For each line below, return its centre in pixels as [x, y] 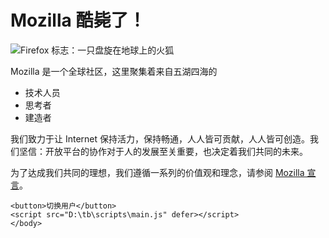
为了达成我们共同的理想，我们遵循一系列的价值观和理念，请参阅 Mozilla [157, 172]
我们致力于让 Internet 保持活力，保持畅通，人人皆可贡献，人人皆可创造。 [160, 138]
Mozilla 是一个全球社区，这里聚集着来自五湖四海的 [114, 71]
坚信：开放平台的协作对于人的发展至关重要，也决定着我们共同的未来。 [163, 151]
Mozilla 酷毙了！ [78, 20]
